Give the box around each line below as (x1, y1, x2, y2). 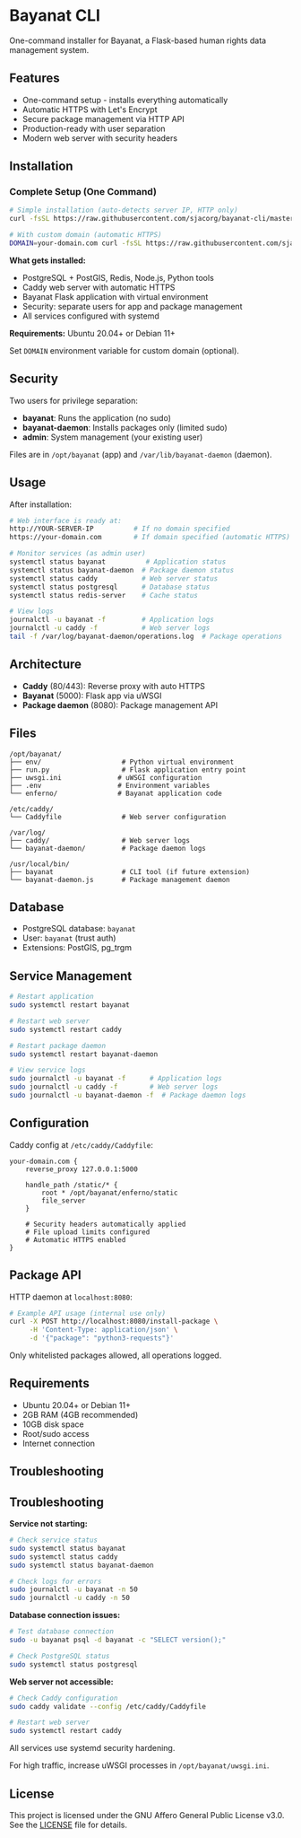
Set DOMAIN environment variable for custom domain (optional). (9, 345, 240, 355)
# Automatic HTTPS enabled (25, 1235, 126, 1244)
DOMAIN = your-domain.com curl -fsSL (9, 239, 142, 248)
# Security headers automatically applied (25, 1220, 186, 1229)
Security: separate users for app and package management (21, 301, 243, 311)
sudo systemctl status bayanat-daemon (9, 1561, 154, 1570)
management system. (9, 44, 90, 55)
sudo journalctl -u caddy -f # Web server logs (9, 1082, 219, 1091)
